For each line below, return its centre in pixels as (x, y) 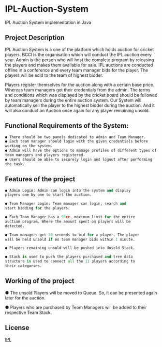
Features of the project (40, 179)
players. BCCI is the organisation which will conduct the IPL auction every (78, 54)
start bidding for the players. (37, 208)
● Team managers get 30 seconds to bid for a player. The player (72, 235)
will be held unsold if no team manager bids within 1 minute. (70, 239)
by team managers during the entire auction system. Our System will (73, 100)
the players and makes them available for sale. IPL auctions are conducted (79, 65)
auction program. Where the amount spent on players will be (68, 221)
